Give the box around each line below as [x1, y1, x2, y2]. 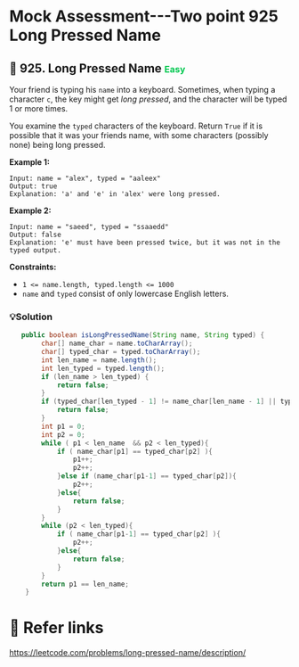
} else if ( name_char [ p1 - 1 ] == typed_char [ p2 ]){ [56, 472, 238, 481]
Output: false [9, 230, 62, 239]
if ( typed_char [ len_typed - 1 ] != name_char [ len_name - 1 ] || [41, 397, 277, 407]
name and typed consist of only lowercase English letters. [21, 288, 230, 299]
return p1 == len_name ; [41, 580, 129, 589]
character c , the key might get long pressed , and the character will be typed [9, 94, 287, 104]
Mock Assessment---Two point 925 [9, 6, 279, 27]
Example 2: [9, 205, 52, 216]
